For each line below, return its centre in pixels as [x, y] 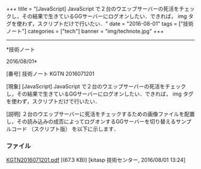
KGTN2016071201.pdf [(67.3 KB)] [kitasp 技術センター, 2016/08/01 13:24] [96, 160]
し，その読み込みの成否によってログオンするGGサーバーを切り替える [91, 122]
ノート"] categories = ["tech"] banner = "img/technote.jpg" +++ [85, 31]
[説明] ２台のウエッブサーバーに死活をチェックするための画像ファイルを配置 [101, 114]
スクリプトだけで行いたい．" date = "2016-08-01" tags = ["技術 [115, 24]
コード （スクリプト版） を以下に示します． [65, 129]
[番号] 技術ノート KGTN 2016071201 [50, 74]
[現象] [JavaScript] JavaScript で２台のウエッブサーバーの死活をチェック [96, 86]
